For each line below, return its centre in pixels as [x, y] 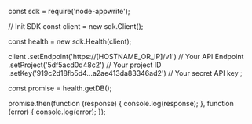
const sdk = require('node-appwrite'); [69, 11]
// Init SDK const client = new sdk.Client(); [76, 26]
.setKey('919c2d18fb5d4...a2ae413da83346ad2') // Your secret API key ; [125, 73]
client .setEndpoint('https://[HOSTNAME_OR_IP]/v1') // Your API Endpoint [126, 57]
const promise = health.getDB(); [60, 88]
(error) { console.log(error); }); [57, 112]
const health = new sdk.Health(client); [70, 41]
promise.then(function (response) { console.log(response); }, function [121, 103]
